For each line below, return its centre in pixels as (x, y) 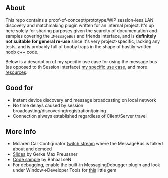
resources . (16, 72)
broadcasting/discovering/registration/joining (59, 111)
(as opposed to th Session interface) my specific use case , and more (76, 67)
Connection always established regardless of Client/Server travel (79, 116)
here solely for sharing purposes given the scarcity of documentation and (81, 31)
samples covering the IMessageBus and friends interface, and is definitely (81, 36)
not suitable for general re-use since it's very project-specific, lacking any (83, 41)
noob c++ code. (22, 52)
